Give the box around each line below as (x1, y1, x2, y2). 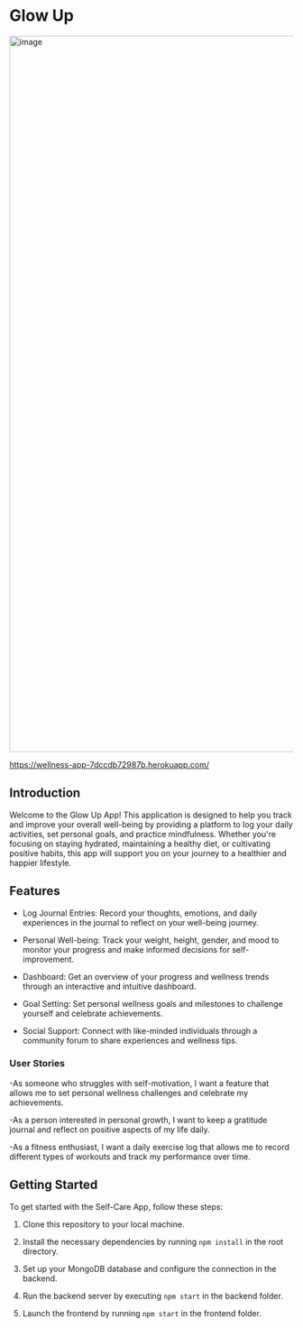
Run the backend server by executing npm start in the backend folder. (22, 1290, 284, 1301)
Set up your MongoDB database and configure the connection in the (22, 1263, 277, 1274)
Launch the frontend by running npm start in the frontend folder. (22, 1307, 262, 1318)
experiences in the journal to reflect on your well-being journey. (22, 917, 260, 927)
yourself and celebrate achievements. (22, 1008, 163, 1019)
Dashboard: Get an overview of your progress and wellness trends (22, 971, 270, 982)
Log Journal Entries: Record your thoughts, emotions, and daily (22, 908, 258, 918)
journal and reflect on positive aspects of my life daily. (9, 1124, 210, 1135)
